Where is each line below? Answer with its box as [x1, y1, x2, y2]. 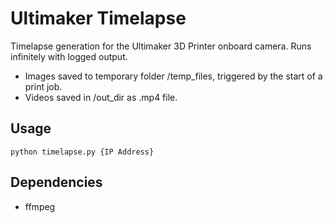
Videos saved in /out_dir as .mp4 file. [24, 91, 178, 103]
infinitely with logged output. [10, 50, 128, 62]
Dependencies [10, 174, 103, 191]
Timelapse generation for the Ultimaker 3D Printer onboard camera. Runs [10, 40, 312, 52]
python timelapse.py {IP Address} [10, 147, 155, 157]
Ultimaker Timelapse [10, 7, 187, 30]
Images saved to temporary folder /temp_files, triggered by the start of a [24, 70, 323, 82]
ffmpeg [24, 200, 56, 212]
